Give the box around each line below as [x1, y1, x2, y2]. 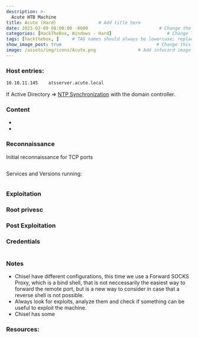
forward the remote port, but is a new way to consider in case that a [14, 285, 180, 292]
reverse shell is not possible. [14, 291, 84, 298]
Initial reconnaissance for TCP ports [6, 153, 93, 160]
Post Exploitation [6, 222, 56, 230]
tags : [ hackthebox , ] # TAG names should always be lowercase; [6, 36, 176, 42]
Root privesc [6, 206, 44, 214]
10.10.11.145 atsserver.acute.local [6, 80, 104, 86]
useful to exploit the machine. [14, 304, 87, 311]
